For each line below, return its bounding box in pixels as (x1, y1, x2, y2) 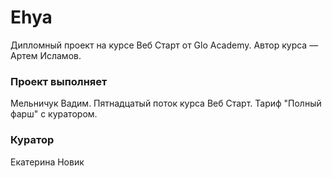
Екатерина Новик (10, 156, 85, 168)
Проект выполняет (10, 74, 108, 88)
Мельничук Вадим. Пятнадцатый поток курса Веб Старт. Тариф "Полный (10, 97, 322, 110)
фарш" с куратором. (10, 108, 98, 120)
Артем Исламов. (10, 49, 82, 61)
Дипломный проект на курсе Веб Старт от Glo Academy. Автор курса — (10, 39, 319, 51)
